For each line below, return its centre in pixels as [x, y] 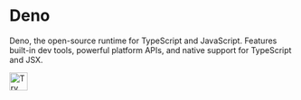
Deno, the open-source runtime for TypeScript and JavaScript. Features [143, 41]
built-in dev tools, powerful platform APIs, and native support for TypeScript [150, 50]
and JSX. [26, 59]
